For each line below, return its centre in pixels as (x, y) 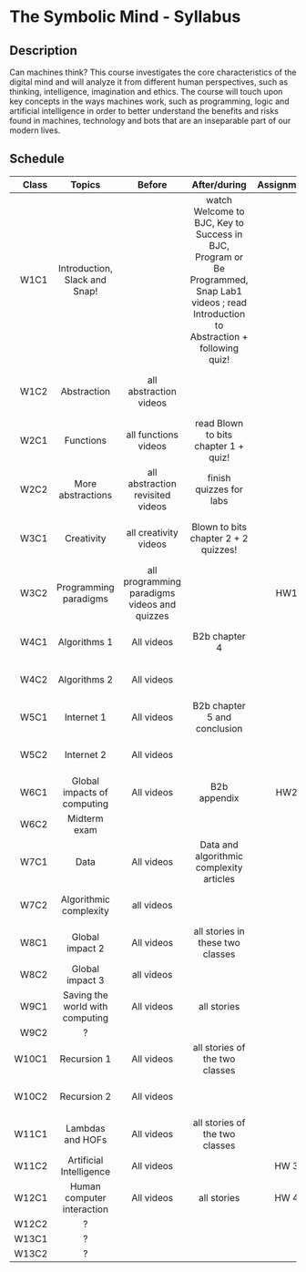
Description (43, 51)
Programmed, (219, 280)
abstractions (85, 495)
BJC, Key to (219, 222)
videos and (152, 604)
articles (219, 878)
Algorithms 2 (86, 679)
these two (219, 942)
